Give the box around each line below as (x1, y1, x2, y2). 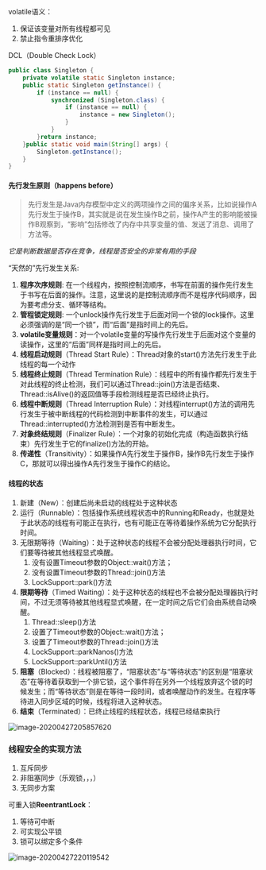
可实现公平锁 (19, 826, 62, 836)
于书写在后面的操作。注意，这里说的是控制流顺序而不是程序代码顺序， (19, 290, 250, 300)
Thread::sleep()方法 (31, 617, 97, 626)
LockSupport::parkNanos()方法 (31, 647, 133, 656)
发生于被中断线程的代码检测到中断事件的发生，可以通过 (26, 409, 208, 419)
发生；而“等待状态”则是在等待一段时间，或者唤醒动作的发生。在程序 (26, 686, 249, 696)
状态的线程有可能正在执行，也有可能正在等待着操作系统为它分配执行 (33, 517, 256, 527)
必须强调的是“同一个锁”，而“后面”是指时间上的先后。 (19, 320, 193, 330)
